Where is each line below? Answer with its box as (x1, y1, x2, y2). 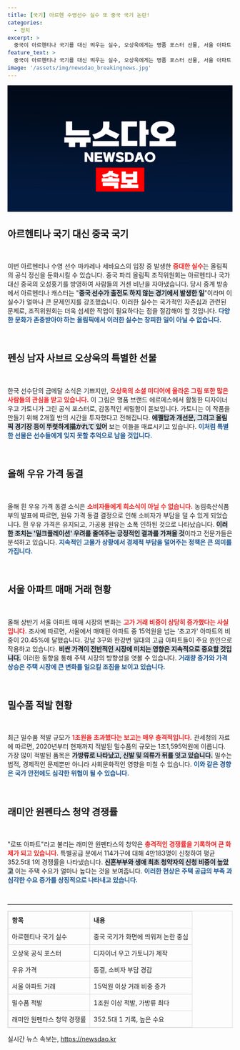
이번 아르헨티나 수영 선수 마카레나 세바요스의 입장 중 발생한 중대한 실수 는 (7, 262, 209, 271)
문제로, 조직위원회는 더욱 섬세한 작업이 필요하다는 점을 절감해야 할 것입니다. (7, 307, 217, 315)
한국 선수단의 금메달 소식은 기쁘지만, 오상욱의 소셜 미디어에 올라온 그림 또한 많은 (7, 386, 229, 395)
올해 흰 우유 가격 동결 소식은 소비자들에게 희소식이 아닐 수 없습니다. (7, 502, 194, 510)
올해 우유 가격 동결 (7, 468, 84, 480)
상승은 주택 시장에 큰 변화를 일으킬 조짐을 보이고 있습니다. (7, 662, 166, 671)
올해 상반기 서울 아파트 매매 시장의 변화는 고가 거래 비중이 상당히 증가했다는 (7, 618, 216, 626)
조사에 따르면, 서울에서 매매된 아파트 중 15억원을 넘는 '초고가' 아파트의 (28, 626, 224, 635)
